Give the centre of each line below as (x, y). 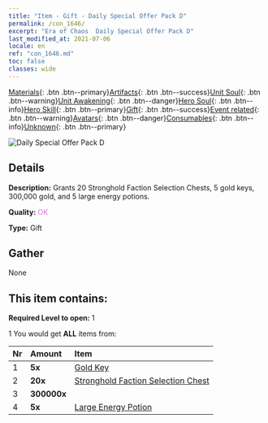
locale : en (27, 46)
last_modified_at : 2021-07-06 (60, 39)
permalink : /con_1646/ (47, 24)
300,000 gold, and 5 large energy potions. (79, 196)
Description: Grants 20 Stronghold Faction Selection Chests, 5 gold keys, (132, 187)
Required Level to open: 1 (52, 318)
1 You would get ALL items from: (63, 334)
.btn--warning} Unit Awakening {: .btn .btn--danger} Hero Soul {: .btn (120, 100)
